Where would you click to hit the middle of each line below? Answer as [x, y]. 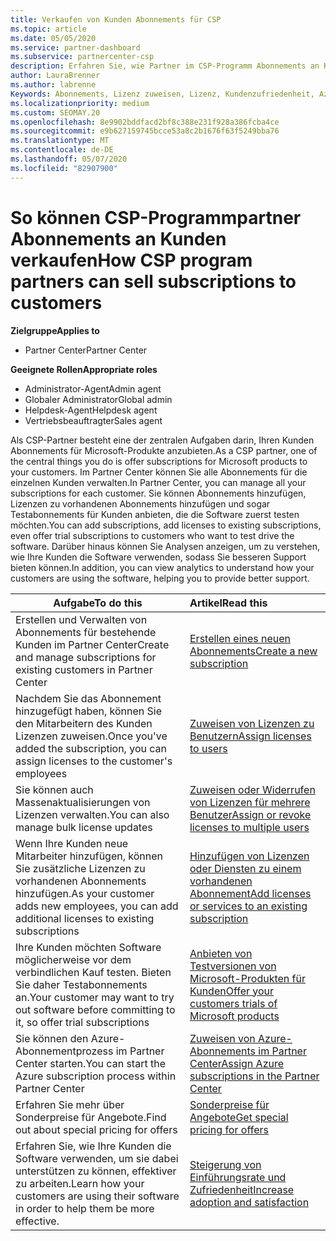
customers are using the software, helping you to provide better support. [160, 578]
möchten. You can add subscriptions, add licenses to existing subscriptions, [166, 525]
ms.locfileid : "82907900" [64, 168]
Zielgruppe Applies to [55, 330]
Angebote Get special [239, 1117]
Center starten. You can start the [90, 1063]
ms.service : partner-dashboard [75, 47]
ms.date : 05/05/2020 [53, 38]
